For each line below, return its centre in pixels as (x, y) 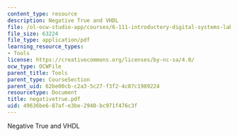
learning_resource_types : (45, 47)
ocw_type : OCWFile (34, 66)
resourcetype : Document (42, 93)
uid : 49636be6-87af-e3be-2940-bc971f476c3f (73, 106)
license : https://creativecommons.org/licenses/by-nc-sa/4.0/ (101, 60)
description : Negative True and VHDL (63, 20)
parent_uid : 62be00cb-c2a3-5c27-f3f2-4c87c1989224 (84, 86)
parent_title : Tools (38, 73)
